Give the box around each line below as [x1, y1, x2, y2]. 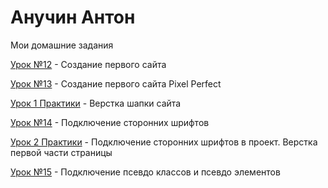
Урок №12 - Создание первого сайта [10, 58, 167, 70]
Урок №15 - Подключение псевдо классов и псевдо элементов [10, 166, 281, 178]
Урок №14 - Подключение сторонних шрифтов [10, 116, 210, 128]
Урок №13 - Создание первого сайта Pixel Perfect [10, 77, 222, 90]
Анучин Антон [10, 6, 136, 29]
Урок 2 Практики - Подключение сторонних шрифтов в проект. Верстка [10, 136, 318, 148]
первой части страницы [10, 146, 113, 158]
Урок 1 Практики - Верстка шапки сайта [10, 97, 182, 109]
